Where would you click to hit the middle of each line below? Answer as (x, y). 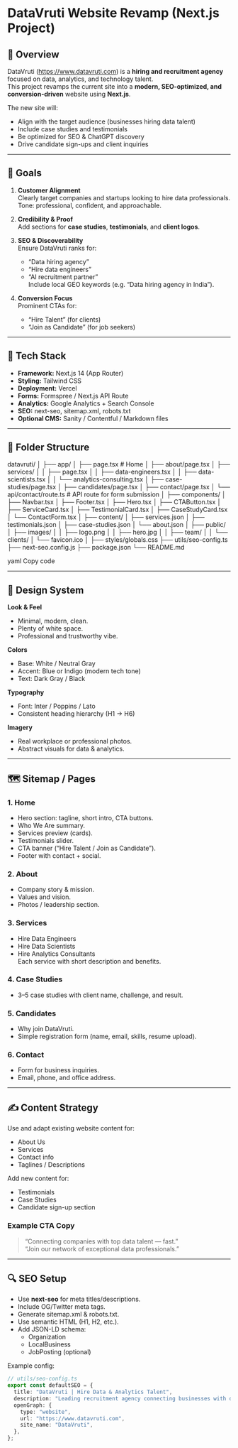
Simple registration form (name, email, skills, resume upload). (107, 1036)
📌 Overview (33, 54)
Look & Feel (25, 607)
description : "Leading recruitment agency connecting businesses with (120, 1398)
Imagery (20, 728)
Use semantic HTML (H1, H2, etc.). (68, 1322)
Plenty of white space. (50, 628)
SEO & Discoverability (50, 240)
